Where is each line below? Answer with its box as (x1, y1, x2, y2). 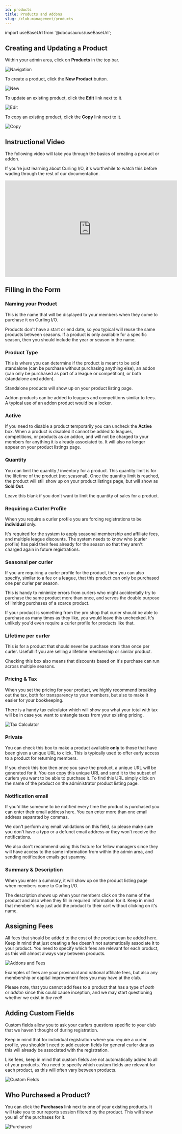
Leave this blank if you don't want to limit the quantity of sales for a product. (5, 492, 159, 498)
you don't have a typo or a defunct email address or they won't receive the (5, 829, 156, 835)
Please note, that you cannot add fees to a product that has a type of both (5, 984, 155, 990)
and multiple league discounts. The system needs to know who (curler (5, 536, 147, 542)
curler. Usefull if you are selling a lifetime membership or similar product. (5, 648, 152, 655)
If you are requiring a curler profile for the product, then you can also (5, 570, 144, 576)
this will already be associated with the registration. (5, 1047, 109, 1053)
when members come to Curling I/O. (5, 882, 78, 888)
